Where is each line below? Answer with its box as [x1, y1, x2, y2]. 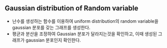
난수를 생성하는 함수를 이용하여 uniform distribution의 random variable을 [12, 18, 159, 24]
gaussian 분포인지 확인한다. [25, 37, 81, 43]
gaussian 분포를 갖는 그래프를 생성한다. [12, 24, 91, 30]
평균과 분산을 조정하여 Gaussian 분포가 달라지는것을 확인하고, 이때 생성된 [12, 30, 157, 37]
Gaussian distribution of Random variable [5, 4, 139, 13]
